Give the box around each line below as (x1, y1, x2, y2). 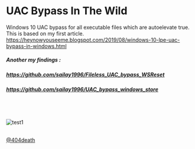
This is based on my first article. (6, 30, 84, 37)
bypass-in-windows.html (6, 43, 67, 50)
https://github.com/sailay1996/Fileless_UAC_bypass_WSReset (6, 71, 165, 78)
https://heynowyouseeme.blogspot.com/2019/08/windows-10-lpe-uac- (6, 36, 180, 43)
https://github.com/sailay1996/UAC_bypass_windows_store (6, 86, 158, 93)
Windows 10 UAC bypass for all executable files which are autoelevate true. (6, 24, 190, 31)
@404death (6, 136, 35, 143)
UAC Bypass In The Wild (6, 4, 128, 18)
